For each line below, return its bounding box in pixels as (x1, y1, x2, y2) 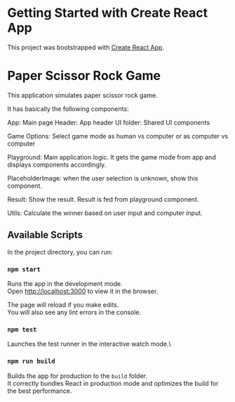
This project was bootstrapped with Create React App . (7, 43, 165, 51)
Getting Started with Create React (7, 5, 208, 21)
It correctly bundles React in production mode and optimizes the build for (7, 379, 219, 387)
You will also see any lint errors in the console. (7, 308, 142, 316)
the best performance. (7, 387, 72, 395)
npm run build (7, 357, 55, 365)
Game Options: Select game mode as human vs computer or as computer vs (7, 131, 229, 140)
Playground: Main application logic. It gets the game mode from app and (7, 153, 216, 161)
